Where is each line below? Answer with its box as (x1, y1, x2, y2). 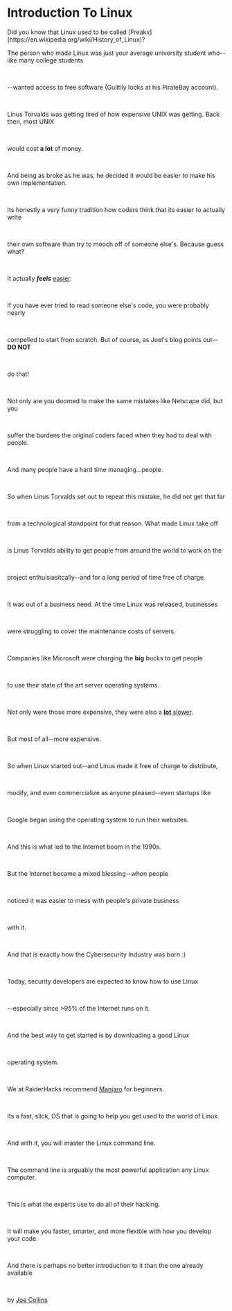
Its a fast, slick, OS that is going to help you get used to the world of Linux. (7, 1111, 220, 1120)
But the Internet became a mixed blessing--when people (7, 869, 168, 877)
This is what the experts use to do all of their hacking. (7, 1200, 161, 1208)
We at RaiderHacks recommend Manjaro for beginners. (7, 1084, 165, 1093)
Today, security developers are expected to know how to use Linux (7, 977, 199, 985)
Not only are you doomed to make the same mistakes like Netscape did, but (7, 396, 223, 405)
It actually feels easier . (7, 274, 72, 282)
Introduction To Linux (7, 5, 133, 21)
